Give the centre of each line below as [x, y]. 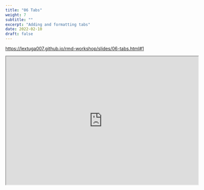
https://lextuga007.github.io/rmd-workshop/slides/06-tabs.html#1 [75, 49]
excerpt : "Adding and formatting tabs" [48, 24]
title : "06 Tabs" [24, 10]
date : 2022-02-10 [24, 29]
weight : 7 [16, 15]
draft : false [19, 34]
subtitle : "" [19, 20]
